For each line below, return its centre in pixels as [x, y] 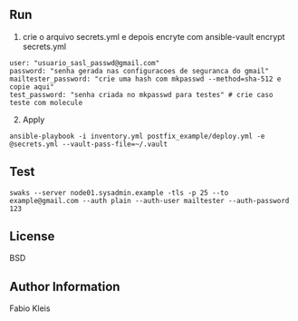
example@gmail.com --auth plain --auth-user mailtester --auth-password [149, 200]
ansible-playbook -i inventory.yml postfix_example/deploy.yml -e [137, 136]
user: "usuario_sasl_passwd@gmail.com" [85, 63]
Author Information [65, 286]
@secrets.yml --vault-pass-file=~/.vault [89, 144]
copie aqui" [32, 87]
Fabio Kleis [30, 308]
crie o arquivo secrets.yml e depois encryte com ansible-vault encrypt [154, 36]
